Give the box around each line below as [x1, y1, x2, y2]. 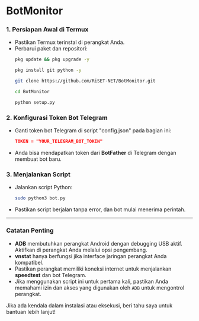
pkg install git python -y [14, 67, 82, 74]
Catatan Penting [6, 227, 54, 235]
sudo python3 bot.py [14, 195, 66, 201]
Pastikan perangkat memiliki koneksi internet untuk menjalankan [14, 265, 172, 272]
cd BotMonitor [14, 89, 50, 95]
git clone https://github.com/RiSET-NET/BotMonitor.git [14, 78, 156, 84]
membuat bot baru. [14, 155, 62, 163]
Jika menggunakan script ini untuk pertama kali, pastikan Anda [14, 278, 169, 285]
